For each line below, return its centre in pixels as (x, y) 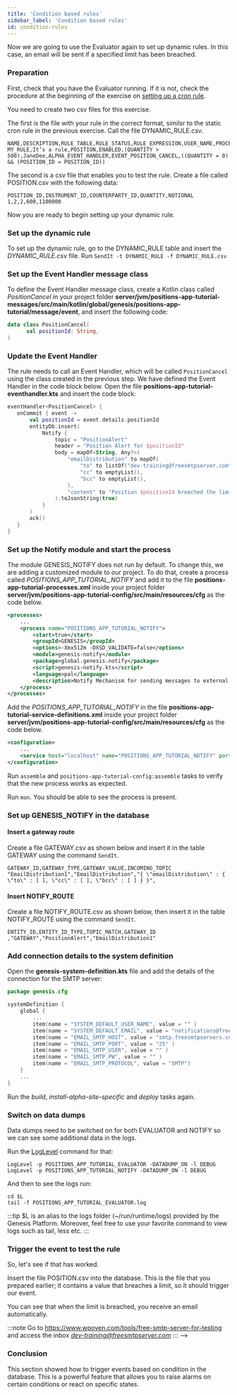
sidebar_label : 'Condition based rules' (68, 20)
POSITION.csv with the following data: (63, 182)
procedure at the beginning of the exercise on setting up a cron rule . (107, 95)
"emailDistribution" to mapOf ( (113, 459)
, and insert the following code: (123, 312)
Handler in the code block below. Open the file (75, 386)
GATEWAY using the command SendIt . (63, 855)
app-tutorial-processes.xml (49, 587)
